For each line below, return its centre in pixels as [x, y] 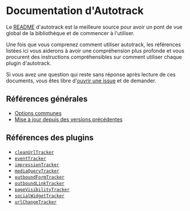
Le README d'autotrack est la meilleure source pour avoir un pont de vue [94, 27]
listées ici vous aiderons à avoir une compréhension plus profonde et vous [95, 50]
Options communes [38, 113]
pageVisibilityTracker [42, 189]
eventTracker [30, 158]
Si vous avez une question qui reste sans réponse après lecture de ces [91, 74]
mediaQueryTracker [37, 171]
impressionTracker [37, 165]
